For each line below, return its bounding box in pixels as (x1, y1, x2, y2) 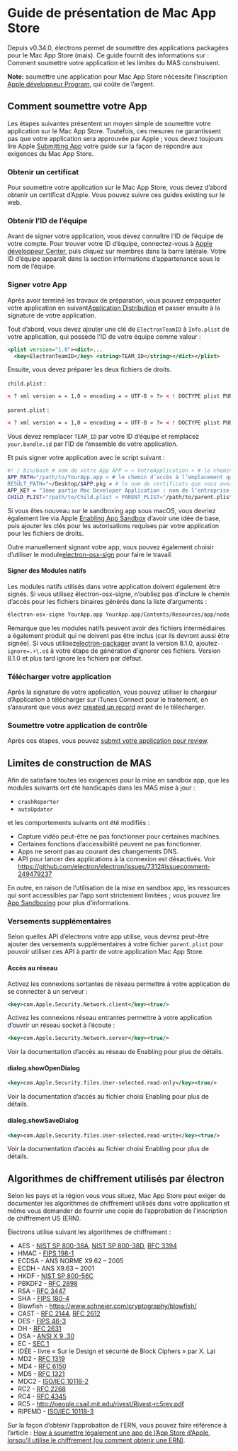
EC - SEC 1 (17, 1340, 50, 1348)
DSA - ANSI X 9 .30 (17, 1332, 74, 1340)
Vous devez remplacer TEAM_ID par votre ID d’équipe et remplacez (7, 432, 200, 441)
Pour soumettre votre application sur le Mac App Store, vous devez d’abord (7, 183, 227, 192)
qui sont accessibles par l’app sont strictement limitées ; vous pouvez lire (7, 891, 221, 900)
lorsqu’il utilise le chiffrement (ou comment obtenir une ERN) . (7, 1436, 186, 1445)
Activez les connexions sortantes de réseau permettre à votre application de (7, 980, 230, 988)
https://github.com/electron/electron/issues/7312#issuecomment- (17, 863, 211, 870)
